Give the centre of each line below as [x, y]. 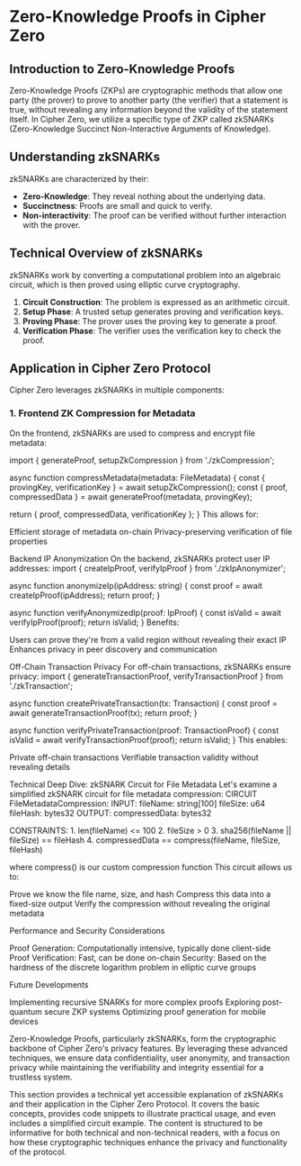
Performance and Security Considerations [87, 930]
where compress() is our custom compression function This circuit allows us [151, 867]
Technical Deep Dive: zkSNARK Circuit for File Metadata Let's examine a [143, 784]
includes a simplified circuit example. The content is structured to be [136, 1123]
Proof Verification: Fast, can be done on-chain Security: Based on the [138, 957]
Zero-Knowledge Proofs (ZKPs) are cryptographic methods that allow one [146, 90]
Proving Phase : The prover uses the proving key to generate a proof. [150, 321]
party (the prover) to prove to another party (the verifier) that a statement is [149, 100]
